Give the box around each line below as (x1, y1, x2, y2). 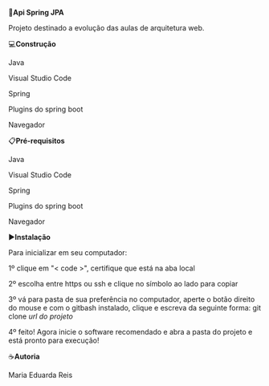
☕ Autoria (8, 351, 40, 361)
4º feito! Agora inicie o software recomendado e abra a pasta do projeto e (8, 327, 253, 336)
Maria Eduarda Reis (8, 370, 73, 380)
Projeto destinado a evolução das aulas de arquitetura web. (8, 23, 205, 32)
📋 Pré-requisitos (8, 136, 66, 145)
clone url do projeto (8, 311, 74, 321)
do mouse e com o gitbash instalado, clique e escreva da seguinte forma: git (8, 303, 262, 312)
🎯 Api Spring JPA (8, 8, 64, 17)
